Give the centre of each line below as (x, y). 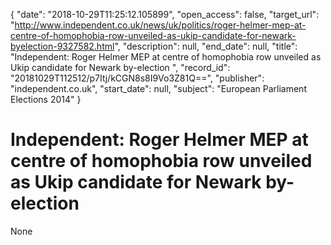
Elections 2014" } (46, 99)
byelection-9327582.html (62, 46)
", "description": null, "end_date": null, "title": (206, 46)
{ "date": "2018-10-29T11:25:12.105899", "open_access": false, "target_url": (165, 14)
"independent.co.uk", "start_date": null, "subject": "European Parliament (158, 88)
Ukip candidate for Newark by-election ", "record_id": (120, 67)
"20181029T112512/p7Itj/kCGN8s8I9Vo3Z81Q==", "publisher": (137, 78)
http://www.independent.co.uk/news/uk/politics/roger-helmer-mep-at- (160, 25)
